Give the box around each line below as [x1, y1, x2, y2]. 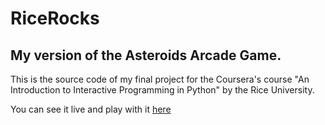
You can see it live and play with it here [10, 103, 172, 115]
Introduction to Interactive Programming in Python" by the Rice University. [10, 84, 315, 96]
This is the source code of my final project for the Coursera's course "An [10, 73, 310, 85]
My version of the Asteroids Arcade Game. [10, 47, 282, 64]
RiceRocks [10, 7, 100, 30]
